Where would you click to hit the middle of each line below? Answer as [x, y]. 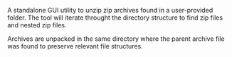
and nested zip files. [37, 25]
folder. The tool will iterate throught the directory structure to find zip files [115, 18]
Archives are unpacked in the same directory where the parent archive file [116, 39]
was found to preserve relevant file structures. [75, 46]
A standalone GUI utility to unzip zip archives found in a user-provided [110, 10]
